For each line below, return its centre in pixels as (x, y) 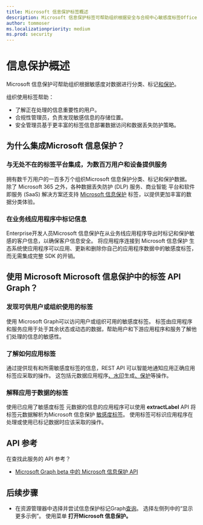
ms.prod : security (29, 35)
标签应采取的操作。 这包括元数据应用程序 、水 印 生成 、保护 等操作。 (89, 375)
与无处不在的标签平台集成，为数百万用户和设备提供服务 (87, 165)
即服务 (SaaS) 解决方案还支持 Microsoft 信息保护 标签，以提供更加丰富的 (96, 194)
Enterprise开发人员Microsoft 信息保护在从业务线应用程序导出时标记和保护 (98, 233)
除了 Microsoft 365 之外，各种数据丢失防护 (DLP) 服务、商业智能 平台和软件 (101, 187)
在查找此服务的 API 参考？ (39, 459)
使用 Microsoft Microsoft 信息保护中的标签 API (94, 277)
